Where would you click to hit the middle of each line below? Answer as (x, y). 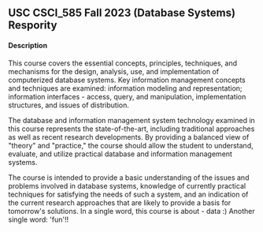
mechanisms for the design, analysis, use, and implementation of (113, 71)
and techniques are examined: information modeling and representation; (125, 88)
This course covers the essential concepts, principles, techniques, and (123, 63)
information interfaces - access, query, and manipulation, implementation (127, 96)
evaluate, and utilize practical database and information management (120, 154)
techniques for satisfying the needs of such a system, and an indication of (128, 194)
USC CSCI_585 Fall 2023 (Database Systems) (122, 13)
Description (28, 45)
